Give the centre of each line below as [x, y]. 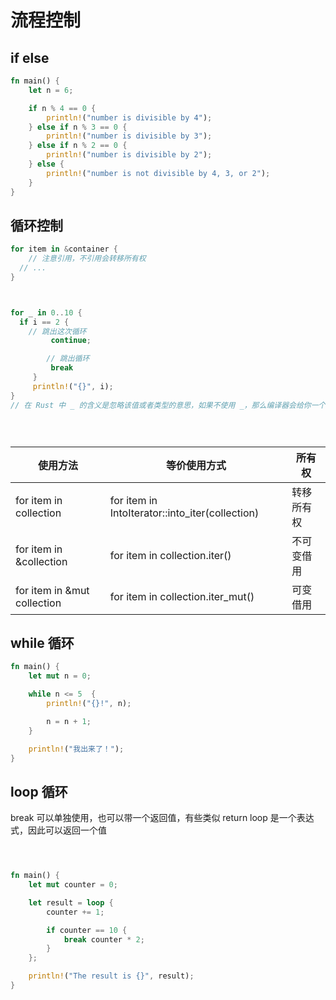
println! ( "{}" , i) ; [73, 386]
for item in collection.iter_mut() [182, 596]
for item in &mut [52, 590]
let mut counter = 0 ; [73, 885]
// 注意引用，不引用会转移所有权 [87, 259]
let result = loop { [71, 902]
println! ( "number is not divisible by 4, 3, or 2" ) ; [158, 173]
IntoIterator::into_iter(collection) [184, 513]
